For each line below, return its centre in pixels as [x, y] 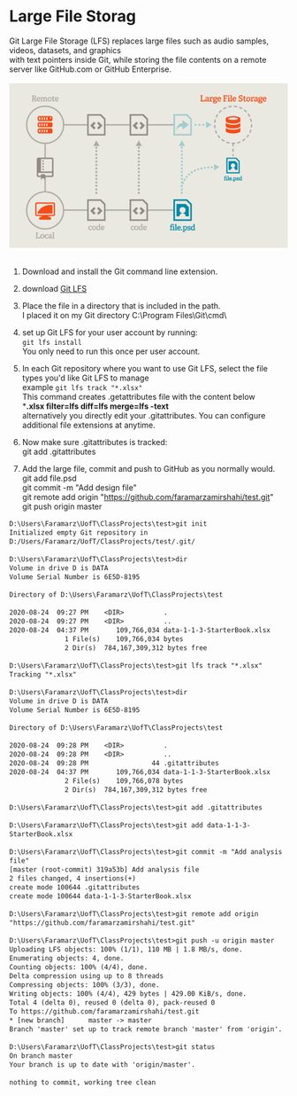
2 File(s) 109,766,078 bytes [124, 781]
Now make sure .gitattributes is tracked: [95, 442]
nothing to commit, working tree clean [83, 1082]
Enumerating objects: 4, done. [67, 958]
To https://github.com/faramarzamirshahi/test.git [104, 1011]
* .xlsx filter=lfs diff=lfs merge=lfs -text [95, 406]
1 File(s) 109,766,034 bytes [124, 639]
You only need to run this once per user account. [111, 351]
